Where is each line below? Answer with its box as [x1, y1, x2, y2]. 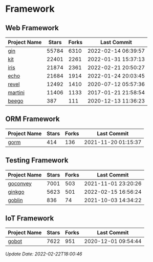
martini [8, 89, 25, 96]
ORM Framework [5, 115, 60, 124]
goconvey [8, 180, 32, 187]
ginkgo [8, 188, 25, 195]
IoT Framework [5, 214, 54, 223]
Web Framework [5, 24, 59, 32]
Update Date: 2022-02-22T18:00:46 [5, 251, 82, 257]
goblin [8, 196, 23, 204]
